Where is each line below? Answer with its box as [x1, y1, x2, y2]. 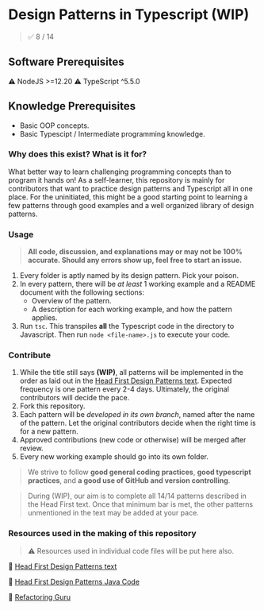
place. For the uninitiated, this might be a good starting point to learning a [8, 192, 248, 202]
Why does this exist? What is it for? [8, 149, 147, 160]
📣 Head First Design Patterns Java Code [8, 577, 140, 586]
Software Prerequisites [8, 56, 124, 69]
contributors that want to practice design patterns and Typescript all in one [8, 183, 254, 193]
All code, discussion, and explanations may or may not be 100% [27, 247, 243, 257]
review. [19, 443, 44, 454]
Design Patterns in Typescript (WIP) [8, 6, 250, 24]
